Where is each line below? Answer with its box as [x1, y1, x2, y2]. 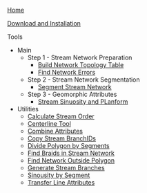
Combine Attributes [27, 127, 84, 135]
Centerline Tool [27, 120, 71, 127]
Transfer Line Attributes [27, 178, 95, 186]
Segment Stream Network [37, 83, 112, 91]
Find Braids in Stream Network [27, 149, 115, 157]
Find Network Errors [37, 68, 96, 76]
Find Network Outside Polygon [27, 156, 115, 165]
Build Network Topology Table [37, 61, 124, 68]
